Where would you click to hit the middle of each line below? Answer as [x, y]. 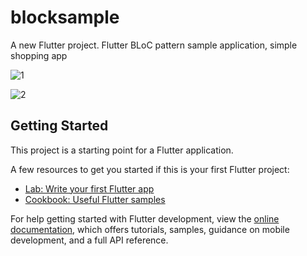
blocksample [65, 17]
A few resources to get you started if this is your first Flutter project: [150, 169]
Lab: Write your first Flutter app [89, 188]
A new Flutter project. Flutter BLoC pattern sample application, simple [154, 45]
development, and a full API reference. [89, 240]
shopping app [39, 55]
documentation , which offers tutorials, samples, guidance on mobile [150, 229]
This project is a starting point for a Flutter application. [122, 150]
